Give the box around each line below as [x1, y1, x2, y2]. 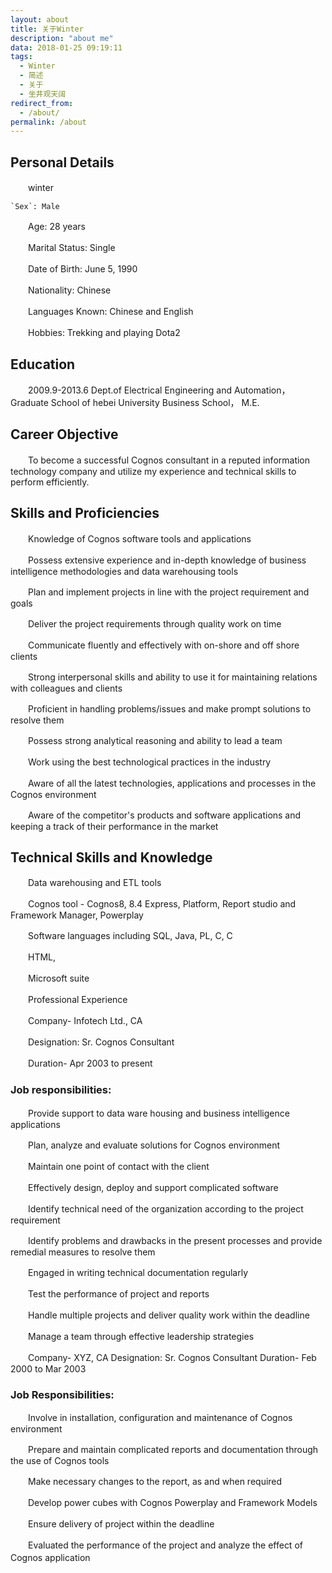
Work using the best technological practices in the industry [27, 756, 272, 768]
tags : [10, 52, 33, 62]
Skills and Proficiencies [10, 505, 160, 522]
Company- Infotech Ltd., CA [27, 1015, 143, 1027]
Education [10, 356, 76, 373]
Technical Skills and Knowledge [10, 849, 213, 866]
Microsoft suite [27, 972, 90, 985]
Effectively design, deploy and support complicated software [27, 1181, 279, 1193]
